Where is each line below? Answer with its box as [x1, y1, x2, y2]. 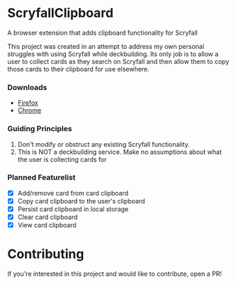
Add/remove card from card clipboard [17, 189, 129, 197]
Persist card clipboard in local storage [17, 204, 129, 213]
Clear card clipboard [17, 213, 78, 221]
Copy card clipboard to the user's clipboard [17, 196, 145, 205]
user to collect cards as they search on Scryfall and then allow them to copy [7, 57, 230, 65]
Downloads [7, 82, 47, 92]
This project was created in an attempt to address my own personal [7, 42, 204, 50]
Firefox [17, 99, 39, 107]
